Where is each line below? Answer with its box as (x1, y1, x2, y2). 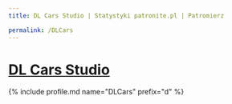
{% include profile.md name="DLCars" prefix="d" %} (8, 87, 185, 97)
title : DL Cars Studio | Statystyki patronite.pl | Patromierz (8, 11, 225, 20)
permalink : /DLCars (8, 26, 74, 34)
